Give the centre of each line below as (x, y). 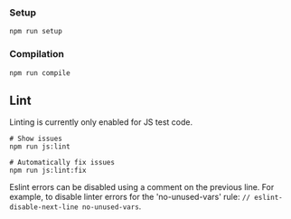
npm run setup (36, 32)
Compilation (37, 54)
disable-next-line (44, 207)
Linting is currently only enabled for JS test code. (101, 122)
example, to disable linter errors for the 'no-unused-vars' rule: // (130, 197)
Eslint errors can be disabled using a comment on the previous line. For (142, 187)
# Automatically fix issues (62, 163)
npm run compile (40, 73)
